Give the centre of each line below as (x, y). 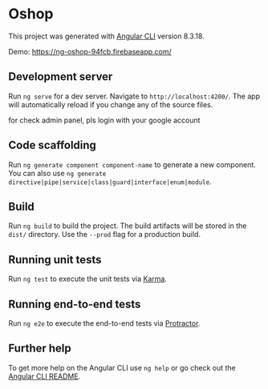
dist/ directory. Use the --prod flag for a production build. (104, 235)
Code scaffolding (52, 145)
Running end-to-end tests (75, 304)
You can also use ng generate (57, 173)
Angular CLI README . (45, 376)
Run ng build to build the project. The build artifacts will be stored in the (128, 226)
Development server (61, 77)
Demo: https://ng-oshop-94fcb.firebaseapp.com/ (90, 51)
